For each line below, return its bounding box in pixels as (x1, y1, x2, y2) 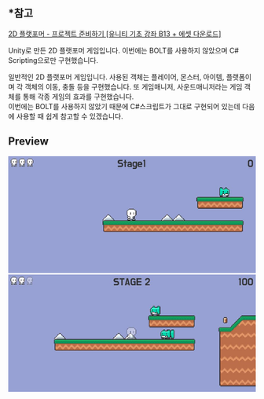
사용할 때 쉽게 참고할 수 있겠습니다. (16, 112, 123, 121)
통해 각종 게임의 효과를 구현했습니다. (22, 92, 134, 101)
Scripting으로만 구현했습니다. (8, 55, 99, 64)
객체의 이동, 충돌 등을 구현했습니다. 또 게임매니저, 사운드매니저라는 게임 (24, 82, 243, 91)
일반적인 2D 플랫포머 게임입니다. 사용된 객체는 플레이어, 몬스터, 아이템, (8, 72, 225, 82)
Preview (8, 135, 49, 148)
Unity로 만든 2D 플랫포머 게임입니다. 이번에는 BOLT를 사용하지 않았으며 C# (8, 46, 240, 55)
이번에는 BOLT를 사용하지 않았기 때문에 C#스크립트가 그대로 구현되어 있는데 (8, 101, 241, 111)
